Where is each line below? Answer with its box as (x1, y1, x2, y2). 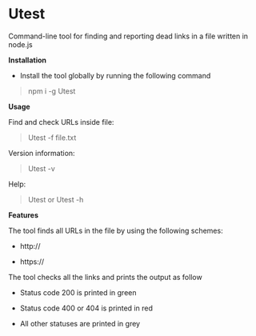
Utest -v (27, 163, 56, 173)
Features (8, 210, 38, 220)
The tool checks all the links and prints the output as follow (8, 272, 202, 282)
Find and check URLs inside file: (8, 117, 114, 126)
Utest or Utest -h (27, 194, 84, 204)
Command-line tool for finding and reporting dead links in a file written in (8, 31, 249, 41)
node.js (8, 39, 34, 49)
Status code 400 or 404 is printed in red (19, 303, 154, 313)
